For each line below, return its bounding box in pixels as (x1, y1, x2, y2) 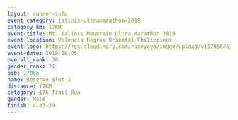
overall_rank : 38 (7, 56, 59, 64)
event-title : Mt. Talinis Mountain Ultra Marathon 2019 (7, 30, 176, 37)
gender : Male (7, 96, 46, 103)
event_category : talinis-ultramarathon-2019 (7, 17, 141, 24)
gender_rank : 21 (7, 63, 55, 70)
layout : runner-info (7, 10, 69, 18)
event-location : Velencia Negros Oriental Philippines (7, 37, 173, 44)
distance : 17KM (7, 83, 52, 90)
